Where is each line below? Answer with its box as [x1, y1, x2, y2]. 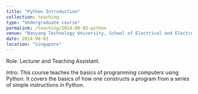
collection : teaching [6, 14, 60, 20]
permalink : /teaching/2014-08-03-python [6, 25, 107, 31]
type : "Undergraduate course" [6, 19, 81, 25]
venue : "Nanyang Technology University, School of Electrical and [6, 31, 173, 36]
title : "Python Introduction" [6, 8, 81, 15]
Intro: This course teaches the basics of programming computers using [6, 69, 179, 76]
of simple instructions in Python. [6, 81, 84, 88]
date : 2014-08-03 [6, 36, 49, 42]
